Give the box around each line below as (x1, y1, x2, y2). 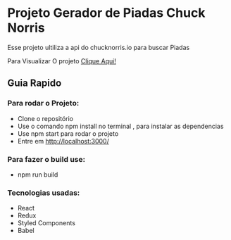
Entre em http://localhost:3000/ (17, 137, 109, 145)
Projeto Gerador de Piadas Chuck (7, 5, 206, 21)
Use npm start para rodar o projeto (17, 129, 119, 138)
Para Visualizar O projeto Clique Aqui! (7, 56, 116, 65)
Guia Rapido (7, 77, 62, 89)
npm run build (17, 170, 58, 179)
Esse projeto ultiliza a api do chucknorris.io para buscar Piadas (7, 43, 190, 51)
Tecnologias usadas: (7, 188, 80, 198)
